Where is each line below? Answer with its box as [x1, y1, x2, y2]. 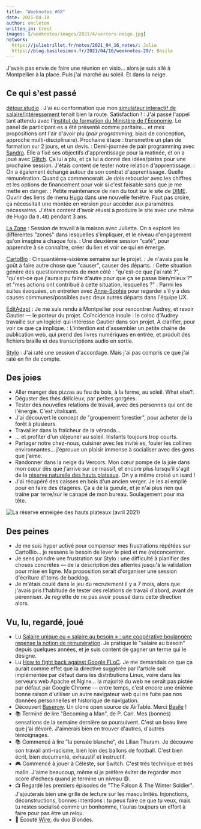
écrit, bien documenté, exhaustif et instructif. [14, 753, 126, 760]
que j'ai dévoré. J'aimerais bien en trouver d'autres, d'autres [14, 725, 164, 732]
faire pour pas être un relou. [14, 810, 85, 816]
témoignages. [14, 732, 49, 738]
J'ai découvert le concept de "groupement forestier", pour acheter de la [14, 414, 193, 421]
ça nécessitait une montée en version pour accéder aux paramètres [6, 200, 174, 207]
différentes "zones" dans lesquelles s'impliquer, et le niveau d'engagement [6, 231, 192, 238]
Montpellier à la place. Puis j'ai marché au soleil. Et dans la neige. [6, 70, 167, 78]
